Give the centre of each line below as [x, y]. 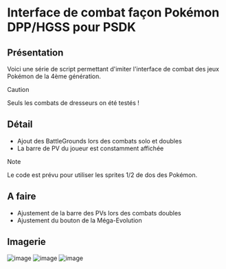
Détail [20, 125]
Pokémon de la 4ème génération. [54, 76]
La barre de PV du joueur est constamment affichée [90, 148]
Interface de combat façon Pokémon [113, 13]
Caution [18, 90]
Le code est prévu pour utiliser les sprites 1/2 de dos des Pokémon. [102, 175]
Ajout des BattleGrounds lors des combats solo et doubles [99, 141]
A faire [22, 197]
